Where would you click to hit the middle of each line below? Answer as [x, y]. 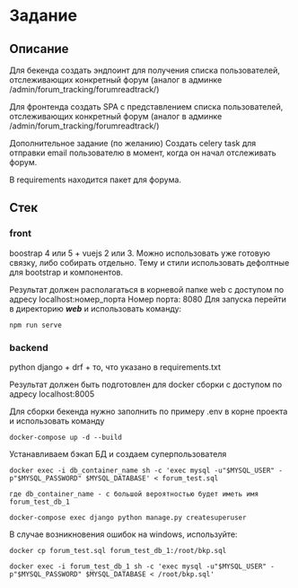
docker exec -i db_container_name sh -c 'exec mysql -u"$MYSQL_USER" [142, 470]
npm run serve [36, 325]
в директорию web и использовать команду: [96, 308]
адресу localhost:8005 [52, 394]
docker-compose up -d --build [66, 437]
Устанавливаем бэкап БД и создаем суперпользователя [118, 453]
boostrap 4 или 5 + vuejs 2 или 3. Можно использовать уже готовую [140, 253]
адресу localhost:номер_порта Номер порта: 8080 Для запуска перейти [148, 299]
